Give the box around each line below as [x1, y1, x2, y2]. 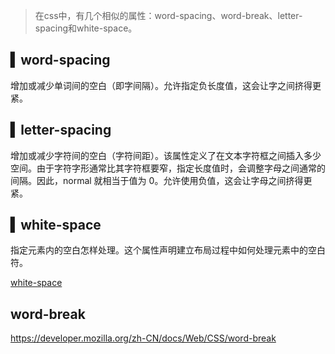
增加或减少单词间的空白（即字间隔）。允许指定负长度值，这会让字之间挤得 [10, 79, 313, 91]
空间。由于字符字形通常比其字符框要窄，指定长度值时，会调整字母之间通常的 [10, 162, 326, 174]
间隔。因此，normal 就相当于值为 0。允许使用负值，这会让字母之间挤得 [10, 174, 304, 186]
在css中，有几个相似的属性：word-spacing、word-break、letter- [34, 10, 303, 21]
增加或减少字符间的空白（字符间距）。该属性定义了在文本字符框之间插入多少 [10, 149, 322, 161]
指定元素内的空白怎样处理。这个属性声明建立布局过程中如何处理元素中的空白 [10, 244, 326, 256]
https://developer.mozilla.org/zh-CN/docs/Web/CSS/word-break [10, 332, 277, 344]
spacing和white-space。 [34, 22, 138, 34]
